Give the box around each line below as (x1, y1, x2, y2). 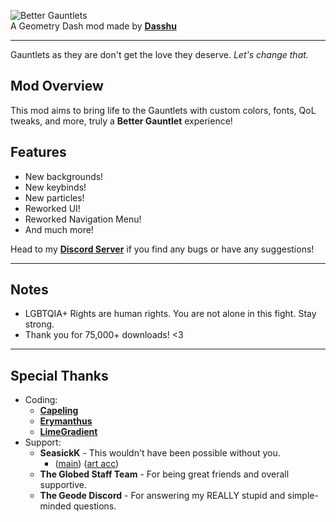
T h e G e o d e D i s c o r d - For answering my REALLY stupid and (39, 490, 286, 502)
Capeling (39, 405, 79, 417)
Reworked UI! (24, 202, 81, 214)
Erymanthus (39, 415, 93, 427)
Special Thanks (10, 367, 109, 384)
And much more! (24, 223, 94, 235)
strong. (24, 318, 55, 330)
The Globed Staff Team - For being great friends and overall (39, 468, 290, 480)
